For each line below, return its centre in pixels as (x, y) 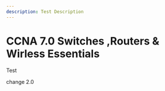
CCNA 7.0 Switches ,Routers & (83, 41)
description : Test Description (45, 12)
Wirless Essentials (53, 54)
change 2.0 (20, 81)
